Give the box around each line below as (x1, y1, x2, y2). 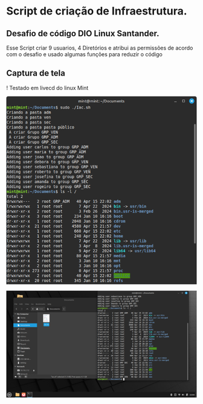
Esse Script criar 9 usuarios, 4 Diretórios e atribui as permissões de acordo (6, 44, 193, 51)
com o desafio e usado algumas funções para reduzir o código (6, 51, 163, 58)
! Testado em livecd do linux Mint (6, 84, 89, 91)
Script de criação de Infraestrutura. (6, 4, 187, 18)
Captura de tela (6, 68, 65, 79)
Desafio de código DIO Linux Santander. (6, 28, 159, 39)
